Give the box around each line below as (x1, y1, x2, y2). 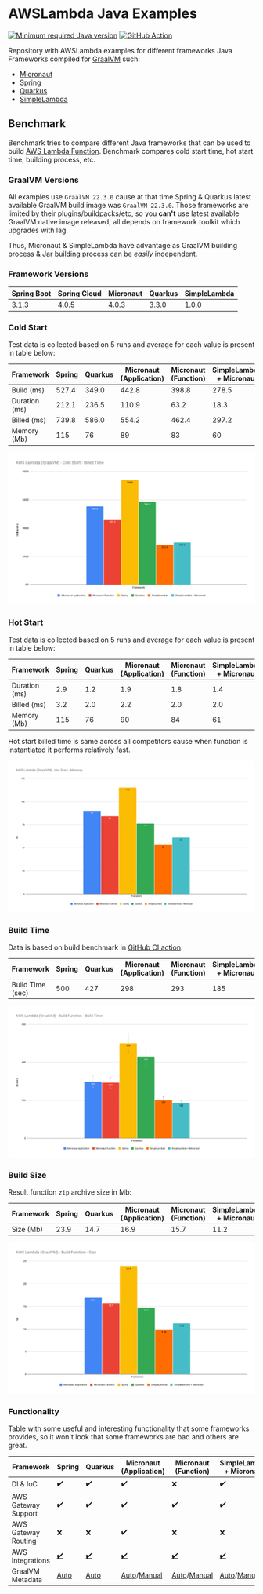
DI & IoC (11, 1479, 38, 1489)
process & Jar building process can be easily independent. (8, 249, 198, 259)
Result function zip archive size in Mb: (8, 1187, 132, 1197)
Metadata (11, 1574, 43, 1584)
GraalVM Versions (8, 174, 80, 185)
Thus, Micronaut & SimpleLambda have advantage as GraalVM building (8, 241, 238, 250)
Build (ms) (11, 385, 45, 395)
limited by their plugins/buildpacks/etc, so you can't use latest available (8, 209, 240, 218)
